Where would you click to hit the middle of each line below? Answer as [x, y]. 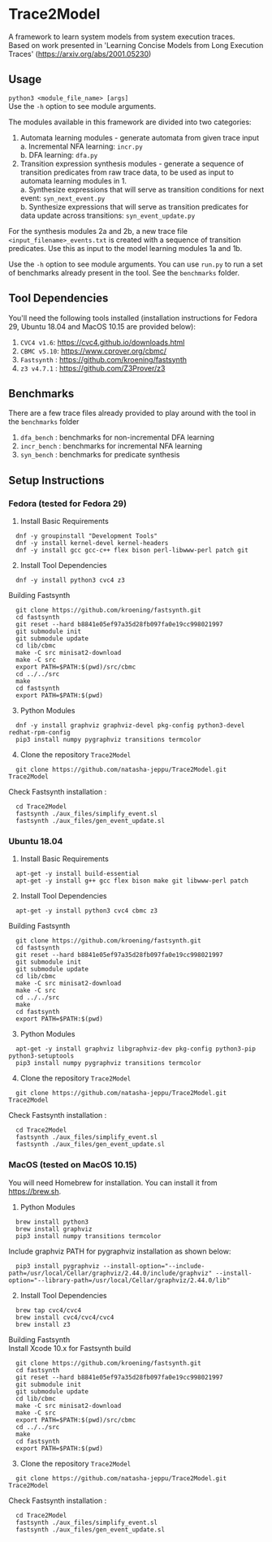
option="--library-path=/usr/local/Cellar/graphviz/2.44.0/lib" [119, 1280]
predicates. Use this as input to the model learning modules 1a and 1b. [125, 248]
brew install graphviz [54, 1229]
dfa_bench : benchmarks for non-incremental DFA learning [117, 437]
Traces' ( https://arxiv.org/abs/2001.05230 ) [80, 54]
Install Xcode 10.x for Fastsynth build [70, 1348]
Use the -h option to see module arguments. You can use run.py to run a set [136, 264]
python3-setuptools [41, 1056]
